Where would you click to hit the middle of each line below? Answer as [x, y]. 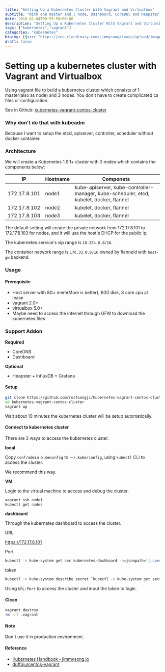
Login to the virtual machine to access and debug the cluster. [67, 491]
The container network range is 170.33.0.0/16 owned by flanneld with [76, 252]
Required [15, 342]
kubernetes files [28, 319]
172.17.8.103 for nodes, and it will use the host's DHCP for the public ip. [77, 233]
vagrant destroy [22, 610]
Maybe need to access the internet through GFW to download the [79, 313]
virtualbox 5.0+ [27, 308]
